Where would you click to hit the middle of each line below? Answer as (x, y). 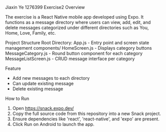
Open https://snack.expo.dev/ (43, 108)
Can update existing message (43, 83)
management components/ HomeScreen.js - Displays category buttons (78, 48)
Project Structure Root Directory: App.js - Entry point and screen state (77, 43)
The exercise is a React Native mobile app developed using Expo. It (74, 17)
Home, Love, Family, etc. (30, 33)
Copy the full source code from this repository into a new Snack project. (87, 113)
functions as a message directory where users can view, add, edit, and (78, 22)
